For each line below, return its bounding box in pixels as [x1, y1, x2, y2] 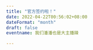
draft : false [6, 24, 38, 31]
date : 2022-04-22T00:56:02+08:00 [6, 14, 88, 20]
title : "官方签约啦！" [6, 8, 56, 15]
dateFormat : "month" [6, 19, 57, 25]
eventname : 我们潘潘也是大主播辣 [6, 30, 79, 36]
